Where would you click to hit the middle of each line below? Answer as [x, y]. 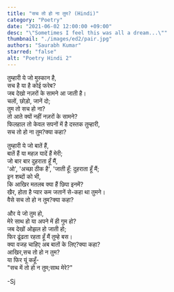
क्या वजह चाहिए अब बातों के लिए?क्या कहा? [54, 244]
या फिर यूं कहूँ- [23, 260]
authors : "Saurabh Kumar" [44, 45]
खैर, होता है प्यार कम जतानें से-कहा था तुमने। [56, 192]
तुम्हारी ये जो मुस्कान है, [32, 78]
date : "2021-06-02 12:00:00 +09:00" [59, 26]
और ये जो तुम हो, [25, 213]
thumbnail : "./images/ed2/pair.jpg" [59, 39]
